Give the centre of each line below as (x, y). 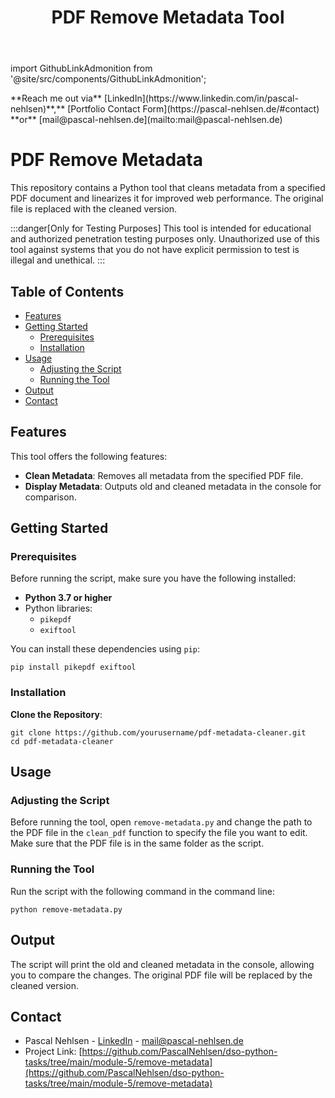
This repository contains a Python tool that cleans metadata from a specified (168, 188)
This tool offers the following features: (89, 456)
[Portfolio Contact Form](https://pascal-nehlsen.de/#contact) (193, 109)
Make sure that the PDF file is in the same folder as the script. (137, 843)
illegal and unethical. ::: (58, 260)
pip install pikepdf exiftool (73, 667)
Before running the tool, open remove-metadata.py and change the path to (161, 822)
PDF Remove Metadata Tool (168, 17)
